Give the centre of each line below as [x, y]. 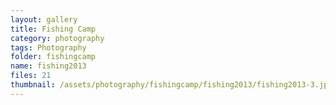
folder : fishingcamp [53, 57]
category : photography [57, 38]
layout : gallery [44, 19]
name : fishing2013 [48, 66]
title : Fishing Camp [53, 29]
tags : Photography [48, 47]
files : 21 [31, 76]
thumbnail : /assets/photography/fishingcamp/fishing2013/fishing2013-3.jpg [171, 85]
